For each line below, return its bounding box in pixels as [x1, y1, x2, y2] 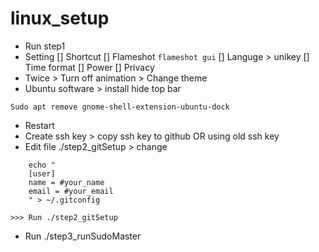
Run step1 [24, 40, 66, 52]
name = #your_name [28, 177, 105, 187]
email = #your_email [28, 186, 114, 196]
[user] [28, 168, 56, 179]
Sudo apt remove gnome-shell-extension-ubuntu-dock [10, 102, 230, 112]
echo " [28, 160, 56, 170]
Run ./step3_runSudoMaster [24, 230, 142, 242]
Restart [24, 119, 55, 131]
